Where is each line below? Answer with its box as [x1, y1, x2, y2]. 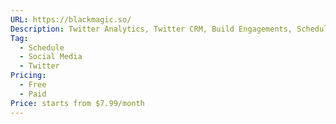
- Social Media [19, 52, 83, 62]
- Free [19, 80, 47, 90]
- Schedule [19, 42, 65, 53]
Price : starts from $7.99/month [10, 98, 145, 108]
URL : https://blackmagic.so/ [10, 14, 132, 25]
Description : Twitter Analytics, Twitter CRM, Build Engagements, [10, 24, 293, 34]
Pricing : [10, 71, 47, 81]
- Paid [19, 89, 47, 99]
